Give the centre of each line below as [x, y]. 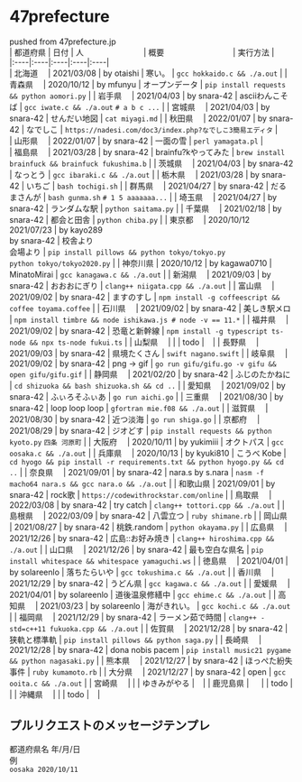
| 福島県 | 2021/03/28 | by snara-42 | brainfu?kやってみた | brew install [147, 152]
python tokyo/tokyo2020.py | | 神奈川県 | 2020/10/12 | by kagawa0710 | [141, 262]
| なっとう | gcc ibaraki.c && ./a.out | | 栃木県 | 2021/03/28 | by [134, 174]
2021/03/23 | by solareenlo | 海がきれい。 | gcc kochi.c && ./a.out [165, 605]
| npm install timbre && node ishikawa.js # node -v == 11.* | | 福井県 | [149, 319]
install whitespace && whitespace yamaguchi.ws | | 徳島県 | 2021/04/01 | [149, 560]
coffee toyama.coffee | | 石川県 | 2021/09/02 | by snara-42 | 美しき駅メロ [150, 308]
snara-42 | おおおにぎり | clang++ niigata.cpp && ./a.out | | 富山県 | [142, 285]
